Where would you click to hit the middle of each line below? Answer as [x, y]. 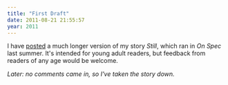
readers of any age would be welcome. [63, 61]
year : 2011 [23, 26]
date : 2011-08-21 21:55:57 [46, 20]
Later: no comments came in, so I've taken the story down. [91, 74]
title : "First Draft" [38, 13]
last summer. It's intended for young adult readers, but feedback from [106, 53]
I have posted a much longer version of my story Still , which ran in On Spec [114, 46]
